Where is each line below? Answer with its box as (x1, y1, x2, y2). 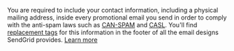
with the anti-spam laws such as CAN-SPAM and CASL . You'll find (7, 21, 198, 29)
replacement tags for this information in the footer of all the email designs (7, 28, 219, 36)
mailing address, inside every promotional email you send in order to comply (7, 13, 227, 22)
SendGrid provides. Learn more (7, 36, 98, 44)
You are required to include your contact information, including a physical (7, 6, 219, 14)
